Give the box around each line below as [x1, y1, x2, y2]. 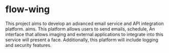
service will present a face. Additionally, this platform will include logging [5, 37, 158, 43]
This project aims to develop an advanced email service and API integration [5, 20, 164, 26]
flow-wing [5, 4, 50, 15]
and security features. [5, 42, 52, 48]
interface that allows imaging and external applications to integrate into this [5, 31, 163, 37]
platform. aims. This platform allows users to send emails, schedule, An [5, 25, 155, 32]
